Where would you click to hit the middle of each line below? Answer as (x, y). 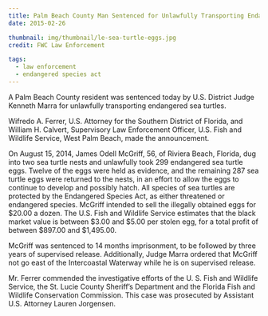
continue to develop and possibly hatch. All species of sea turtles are (122, 187)
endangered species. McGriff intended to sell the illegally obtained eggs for (132, 204)
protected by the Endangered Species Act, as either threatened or (116, 196)
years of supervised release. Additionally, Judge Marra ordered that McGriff (133, 254)
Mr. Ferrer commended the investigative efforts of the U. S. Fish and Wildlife (133, 278)
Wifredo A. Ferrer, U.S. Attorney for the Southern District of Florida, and (126, 121)
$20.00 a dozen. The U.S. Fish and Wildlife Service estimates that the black (132, 213)
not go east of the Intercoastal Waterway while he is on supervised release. (132, 262)
